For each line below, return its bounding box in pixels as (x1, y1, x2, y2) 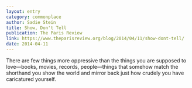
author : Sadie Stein (6, 19, 57, 25)
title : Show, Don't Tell (6, 24, 67, 31)
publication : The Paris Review (6, 30, 83, 36)
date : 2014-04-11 (6, 41, 49, 47)
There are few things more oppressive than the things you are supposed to (6, 57, 187, 64)
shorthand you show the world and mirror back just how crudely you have (6, 69, 184, 76)
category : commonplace (6, 14, 61, 20)
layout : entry (6, 8, 41, 15)
